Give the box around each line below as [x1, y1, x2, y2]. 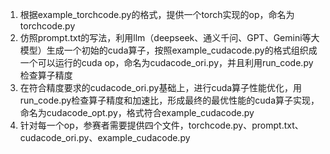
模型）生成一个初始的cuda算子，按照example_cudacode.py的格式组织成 [19, 44, 318, 56]
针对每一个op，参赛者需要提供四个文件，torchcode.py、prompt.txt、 [19, 119, 304, 131]
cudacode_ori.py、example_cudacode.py [19, 132, 191, 143]
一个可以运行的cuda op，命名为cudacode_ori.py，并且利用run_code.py [19, 57, 314, 68]
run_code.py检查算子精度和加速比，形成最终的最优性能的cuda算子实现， [19, 94, 320, 106]
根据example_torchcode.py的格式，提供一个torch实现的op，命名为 [19, 9, 295, 20]
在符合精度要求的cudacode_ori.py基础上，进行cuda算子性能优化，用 [19, 82, 303, 93]
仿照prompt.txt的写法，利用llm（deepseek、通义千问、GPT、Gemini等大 [19, 32, 320, 43]
